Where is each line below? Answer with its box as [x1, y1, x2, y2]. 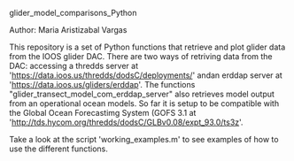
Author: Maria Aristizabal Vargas [9, 25, 128, 34]
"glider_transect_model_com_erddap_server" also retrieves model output [9, 88, 275, 99]
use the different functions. [9, 143, 109, 154]
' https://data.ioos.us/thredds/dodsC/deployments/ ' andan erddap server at [9, 70, 283, 80]
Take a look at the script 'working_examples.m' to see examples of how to [9, 134, 279, 144]
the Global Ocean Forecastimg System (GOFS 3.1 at [9, 108, 197, 118]
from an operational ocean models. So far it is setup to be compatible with [9, 98, 280, 109]
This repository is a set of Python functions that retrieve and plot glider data [9, 42, 286, 52]
